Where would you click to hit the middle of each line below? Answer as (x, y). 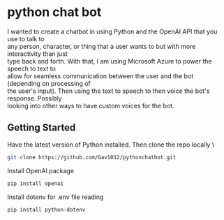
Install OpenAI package (41, 170)
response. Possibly (35, 98)
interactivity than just (37, 54)
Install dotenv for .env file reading (55, 197)
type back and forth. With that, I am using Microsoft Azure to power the (110, 61)
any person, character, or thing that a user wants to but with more (102, 46)
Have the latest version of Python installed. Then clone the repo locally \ (111, 145)
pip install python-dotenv (46, 210)
